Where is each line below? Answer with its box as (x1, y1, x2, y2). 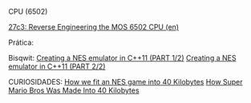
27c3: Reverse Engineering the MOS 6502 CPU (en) (8, 22, 179, 31)
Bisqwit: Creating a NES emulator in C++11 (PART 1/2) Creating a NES (8, 53, 237, 62)
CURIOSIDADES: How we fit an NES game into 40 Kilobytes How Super (8, 77, 243, 86)
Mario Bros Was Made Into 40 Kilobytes (8, 85, 140, 95)
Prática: (8, 38, 34, 47)
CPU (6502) (8, 7, 48, 16)
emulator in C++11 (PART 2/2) (8, 61, 106, 71)
